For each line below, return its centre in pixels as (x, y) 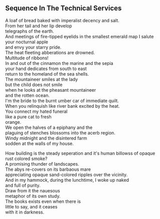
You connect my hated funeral (36, 111)
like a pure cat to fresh (28, 117)
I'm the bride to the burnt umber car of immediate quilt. (62, 101)
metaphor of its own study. (33, 196)
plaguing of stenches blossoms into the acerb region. (60, 132)
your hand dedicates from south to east (46, 68)
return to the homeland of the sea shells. (47, 74)
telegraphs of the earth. (30, 31)
